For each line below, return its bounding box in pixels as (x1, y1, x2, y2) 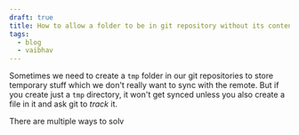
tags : (9, 29, 29, 38)
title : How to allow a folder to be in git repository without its (9, 21, 265, 30)
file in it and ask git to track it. (9, 99, 118, 109)
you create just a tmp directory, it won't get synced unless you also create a (9, 90, 286, 100)
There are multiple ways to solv (9, 116, 125, 127)
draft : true (9, 12, 53, 22)
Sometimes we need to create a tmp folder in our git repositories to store (9, 70, 274, 81)
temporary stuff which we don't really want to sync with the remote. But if (9, 80, 279, 91)
